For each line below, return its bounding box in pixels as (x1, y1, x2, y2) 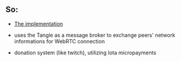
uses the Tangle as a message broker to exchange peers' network (14, 32, 176, 39)
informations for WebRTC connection (14, 37, 105, 44)
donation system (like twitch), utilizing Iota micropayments (14, 49, 157, 56)
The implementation (14, 20, 63, 27)
